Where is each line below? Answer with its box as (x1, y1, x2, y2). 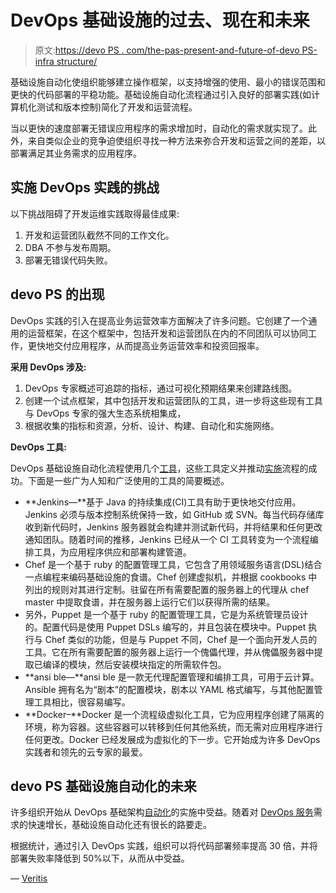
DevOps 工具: (10, 441, 68, 453)
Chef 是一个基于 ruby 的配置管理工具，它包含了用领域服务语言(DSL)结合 (24, 558, 323, 570)
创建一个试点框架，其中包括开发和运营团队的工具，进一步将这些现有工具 (24, 394, 323, 406)
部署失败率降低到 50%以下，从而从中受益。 (10, 852, 190, 865)
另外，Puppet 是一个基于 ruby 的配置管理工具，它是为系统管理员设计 (24, 608, 309, 620)
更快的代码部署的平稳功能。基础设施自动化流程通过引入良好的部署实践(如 (10, 88, 312, 100)
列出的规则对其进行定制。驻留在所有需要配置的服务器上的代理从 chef (24, 583, 310, 595)
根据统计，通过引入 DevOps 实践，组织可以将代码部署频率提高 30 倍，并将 (10, 840, 318, 852)
